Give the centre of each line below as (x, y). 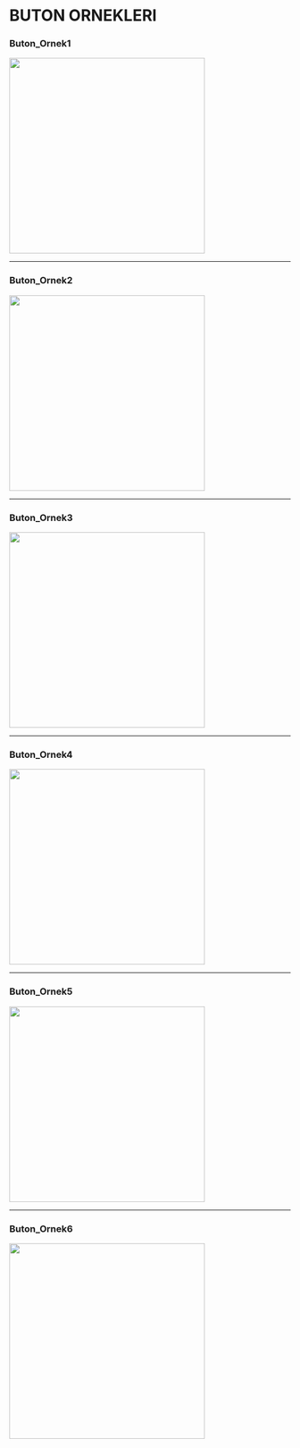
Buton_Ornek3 (41, 518)
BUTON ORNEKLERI (83, 16)
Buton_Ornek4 (41, 754)
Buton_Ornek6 (41, 1228)
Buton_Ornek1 (40, 44)
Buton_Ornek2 (41, 281)
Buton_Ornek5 (41, 991)
